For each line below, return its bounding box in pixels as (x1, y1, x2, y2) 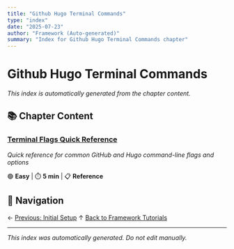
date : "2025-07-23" (7, 23, 64, 30)
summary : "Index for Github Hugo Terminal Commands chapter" (7, 36, 189, 43)
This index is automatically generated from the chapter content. (7, 89, 191, 98)
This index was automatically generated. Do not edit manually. (7, 233, 187, 241)
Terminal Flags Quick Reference (7, 135, 118, 144)
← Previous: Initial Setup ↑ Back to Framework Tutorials (7, 213, 168, 222)
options (7, 158, 29, 166)
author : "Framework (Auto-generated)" (7, 29, 120, 37)
